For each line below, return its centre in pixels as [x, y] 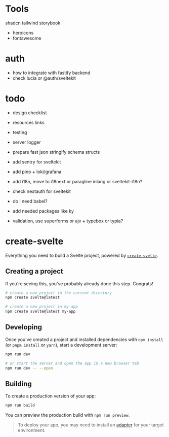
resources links [28, 122]
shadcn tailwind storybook [33, 23]
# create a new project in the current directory [59, 293]
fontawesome [27, 38]
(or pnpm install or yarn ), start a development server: [61, 345]
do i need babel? [30, 201]
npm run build [20, 406]
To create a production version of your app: [51, 396]
